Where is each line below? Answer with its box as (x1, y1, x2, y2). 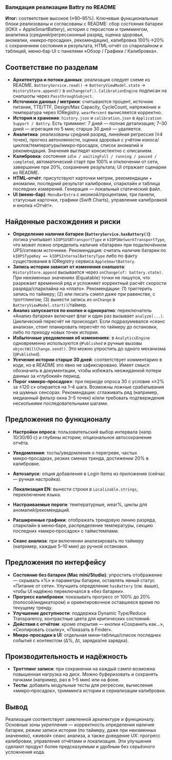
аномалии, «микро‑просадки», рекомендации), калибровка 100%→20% (5, 37, 164, 43)
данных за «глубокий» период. (12, 373, 81, 379)
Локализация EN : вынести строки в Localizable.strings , (12, 486, 139, 492)
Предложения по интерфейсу (5, 558, 106, 567)
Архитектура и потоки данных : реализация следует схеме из (12, 77, 150, 83)
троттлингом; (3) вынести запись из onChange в (12, 296, 116, 302)
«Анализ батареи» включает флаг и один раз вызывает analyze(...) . (12, 313, 164, 319)
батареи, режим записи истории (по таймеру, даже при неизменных (5, 727, 157, 733)
